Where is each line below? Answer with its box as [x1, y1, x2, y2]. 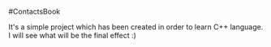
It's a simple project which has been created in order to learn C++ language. [8, 22, 264, 31]
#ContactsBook [8, 7, 61, 16]
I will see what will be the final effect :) [8, 31, 136, 40]
